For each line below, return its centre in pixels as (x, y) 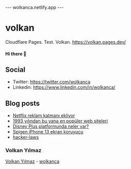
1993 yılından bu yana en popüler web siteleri (60, 121)
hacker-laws (26, 137)
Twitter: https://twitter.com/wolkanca (51, 82)
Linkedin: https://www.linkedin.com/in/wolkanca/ (64, 87)
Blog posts (22, 103)
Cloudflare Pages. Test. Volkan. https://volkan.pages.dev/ (65, 42)
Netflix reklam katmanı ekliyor (44, 116)
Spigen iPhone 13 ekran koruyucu (48, 132)
